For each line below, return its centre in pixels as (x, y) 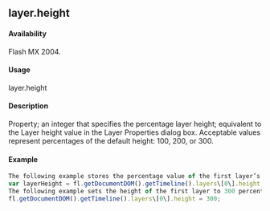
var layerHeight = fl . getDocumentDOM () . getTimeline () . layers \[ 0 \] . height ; (136, 184)
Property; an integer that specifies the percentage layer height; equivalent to (135, 124)
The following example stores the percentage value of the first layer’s (135, 177)
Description (29, 106)
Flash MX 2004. (35, 51)
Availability (27, 33)
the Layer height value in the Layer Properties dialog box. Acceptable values (135, 132)
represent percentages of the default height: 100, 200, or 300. (111, 141)
